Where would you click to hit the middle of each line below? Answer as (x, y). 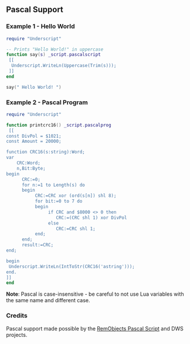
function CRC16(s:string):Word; (45, 152)
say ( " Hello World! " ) (34, 87)
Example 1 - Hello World (40, 26)
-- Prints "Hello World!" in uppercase (55, 49)
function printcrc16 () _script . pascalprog (59, 125)
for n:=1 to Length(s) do (53, 185)
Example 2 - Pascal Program (47, 102)
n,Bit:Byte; (31, 168)
